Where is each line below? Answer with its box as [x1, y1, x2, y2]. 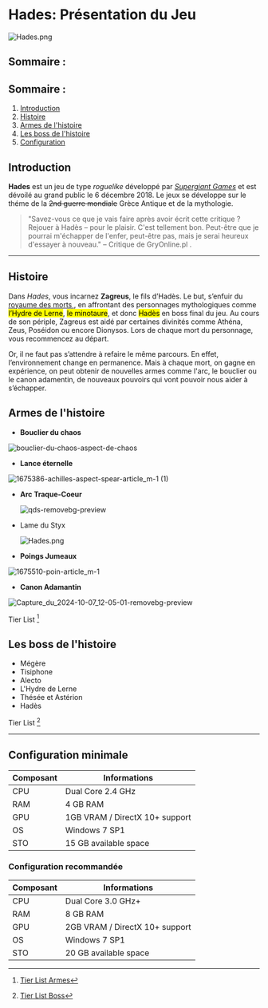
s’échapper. [8, 383, 47, 393]
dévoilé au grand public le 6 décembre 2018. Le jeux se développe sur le [8, 190, 246, 200]
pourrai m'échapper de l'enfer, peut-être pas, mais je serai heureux [27, 231, 249, 240]
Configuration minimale [8, 749, 128, 762]
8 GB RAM [65, 908, 104, 919]
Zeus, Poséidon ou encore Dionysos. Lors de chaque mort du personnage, [8, 325, 254, 334]
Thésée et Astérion [19, 693, 83, 702]
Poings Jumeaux [19, 551, 77, 560]
